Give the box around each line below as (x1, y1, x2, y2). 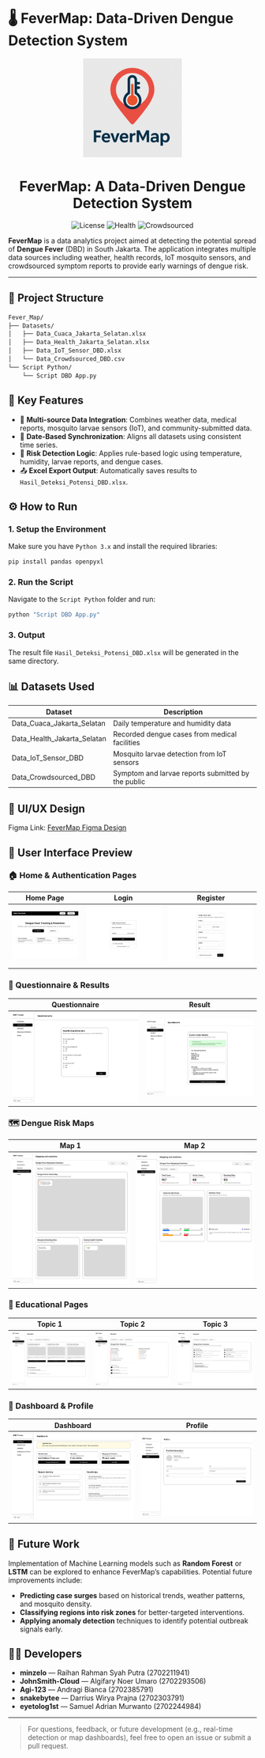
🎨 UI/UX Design (8, 801, 85, 815)
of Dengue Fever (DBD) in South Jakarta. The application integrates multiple (8, 244, 256, 253)
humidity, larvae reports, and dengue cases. (19, 457, 163, 466)
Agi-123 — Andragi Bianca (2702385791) (19, 1685, 154, 1695)
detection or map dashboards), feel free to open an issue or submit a (27, 1733, 252, 1742)
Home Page (25, 893, 65, 903)
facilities (113, 738, 140, 748)
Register (196, 893, 226, 903)
